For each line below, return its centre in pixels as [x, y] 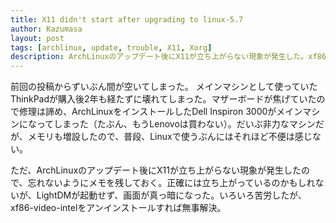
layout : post [37, 38]
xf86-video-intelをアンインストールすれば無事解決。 [118, 208]
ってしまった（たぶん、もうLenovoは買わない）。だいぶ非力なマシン [176, 124]
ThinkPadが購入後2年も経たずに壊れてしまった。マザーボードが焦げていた [163, 99]
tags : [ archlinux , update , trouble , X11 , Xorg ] [111, 47]
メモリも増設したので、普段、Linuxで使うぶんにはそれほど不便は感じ [170, 137]
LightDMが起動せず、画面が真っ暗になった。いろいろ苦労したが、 [171, 195]
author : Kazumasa [46, 29]
